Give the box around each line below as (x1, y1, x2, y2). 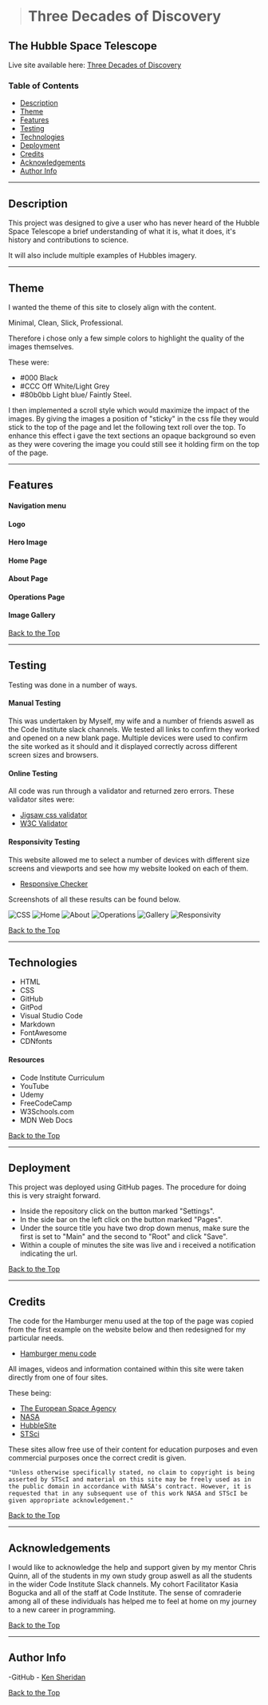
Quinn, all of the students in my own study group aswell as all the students (8, 1571, 253, 1580)
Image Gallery (8, 611, 56, 620)
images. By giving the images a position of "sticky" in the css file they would (8, 413, 259, 423)
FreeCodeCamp (19, 1098, 73, 1108)
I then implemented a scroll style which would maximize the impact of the (8, 405, 250, 415)
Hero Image (8, 537, 48, 547)
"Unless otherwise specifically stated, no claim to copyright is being (8, 1468, 255, 1477)
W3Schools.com (19, 1106, 74, 1116)
